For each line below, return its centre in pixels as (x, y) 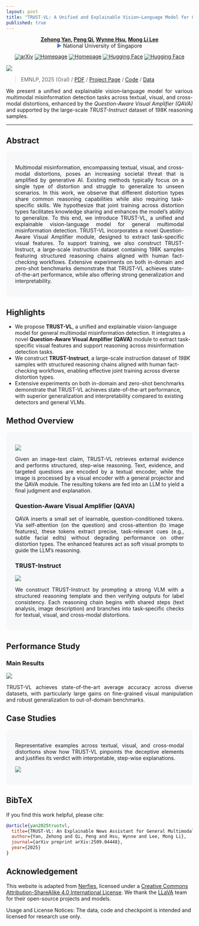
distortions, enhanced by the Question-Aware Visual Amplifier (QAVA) (108, 104)
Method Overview (40, 421)
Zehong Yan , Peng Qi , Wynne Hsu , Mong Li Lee (99, 40)
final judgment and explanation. (53, 490)
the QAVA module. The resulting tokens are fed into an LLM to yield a (99, 484)
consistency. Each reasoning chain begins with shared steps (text (99, 602)
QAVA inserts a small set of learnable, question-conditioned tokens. (99, 519)
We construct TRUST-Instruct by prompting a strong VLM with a (99, 590)
